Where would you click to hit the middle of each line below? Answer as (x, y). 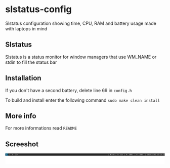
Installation (23, 78)
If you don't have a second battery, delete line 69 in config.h (69, 90)
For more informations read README (41, 128)
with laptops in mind (26, 28)
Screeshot (22, 144)
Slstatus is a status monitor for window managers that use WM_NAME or (81, 57)
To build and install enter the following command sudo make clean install (83, 100)
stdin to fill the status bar (31, 62)
